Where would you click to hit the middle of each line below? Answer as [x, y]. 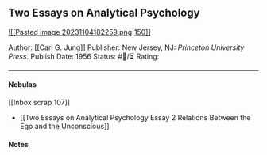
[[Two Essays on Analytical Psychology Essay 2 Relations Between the [135, 118]
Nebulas [23, 85]
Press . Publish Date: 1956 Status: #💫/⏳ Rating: [84, 56]
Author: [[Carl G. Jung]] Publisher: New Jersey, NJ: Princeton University [126, 47]
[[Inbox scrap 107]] [39, 103]
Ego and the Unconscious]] [64, 127]
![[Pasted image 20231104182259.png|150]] [79, 32]
